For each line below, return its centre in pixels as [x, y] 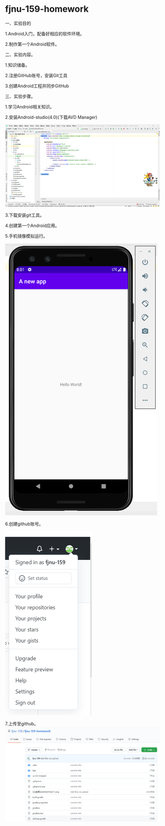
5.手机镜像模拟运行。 [26, 236]
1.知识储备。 [17, 65]
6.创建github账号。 [24, 524]
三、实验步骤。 [20, 96]
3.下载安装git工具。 [25, 215]
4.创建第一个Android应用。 [32, 226]
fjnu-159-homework [47, 9]
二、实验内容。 [20, 55]
